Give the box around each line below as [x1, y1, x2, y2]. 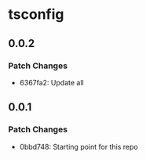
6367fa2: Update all [19, 78, 84, 87]
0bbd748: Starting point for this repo [19, 142, 139, 151]
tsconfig [8, 5, 64, 23]
